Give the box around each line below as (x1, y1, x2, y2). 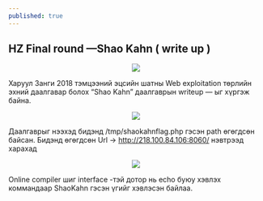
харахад (8, 143, 38, 154)
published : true (8, 11, 63, 20)
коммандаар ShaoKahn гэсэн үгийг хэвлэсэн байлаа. (8, 183, 193, 193)
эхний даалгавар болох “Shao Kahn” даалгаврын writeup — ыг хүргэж (8, 87, 250, 97)
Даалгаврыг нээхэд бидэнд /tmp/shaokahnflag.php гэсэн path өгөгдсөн (8, 126, 255, 136)
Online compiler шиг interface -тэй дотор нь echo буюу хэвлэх (8, 175, 221, 185)
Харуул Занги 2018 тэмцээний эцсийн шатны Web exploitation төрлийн (8, 79, 252, 88)
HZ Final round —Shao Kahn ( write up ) (8, 42, 211, 56)
